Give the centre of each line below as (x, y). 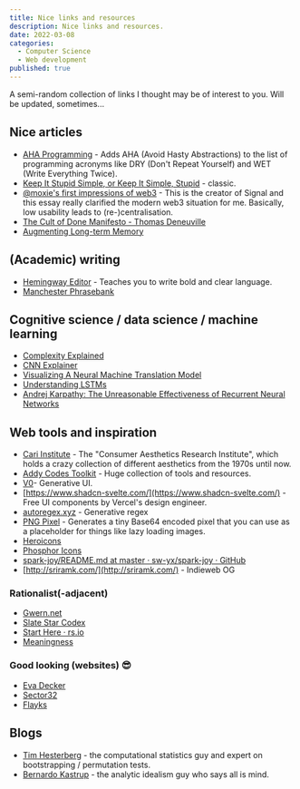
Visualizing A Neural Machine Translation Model (112, 375)
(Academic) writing (65, 260)
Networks (41, 404)
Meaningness (48, 642)
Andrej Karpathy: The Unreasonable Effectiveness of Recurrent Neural (154, 394)
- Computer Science (54, 52)
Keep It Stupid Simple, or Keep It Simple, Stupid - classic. (129, 183)
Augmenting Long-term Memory (83, 231)
